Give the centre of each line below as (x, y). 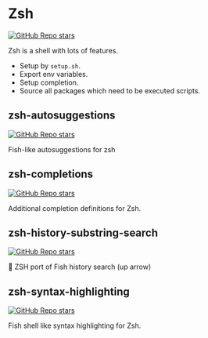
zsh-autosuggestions (62, 116)
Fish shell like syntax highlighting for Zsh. (75, 325)
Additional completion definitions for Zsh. (75, 208)
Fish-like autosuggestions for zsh (62, 149)
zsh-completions (51, 174)
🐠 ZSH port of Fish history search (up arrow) (79, 267)
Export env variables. (54, 74)
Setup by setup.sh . (50, 65)
